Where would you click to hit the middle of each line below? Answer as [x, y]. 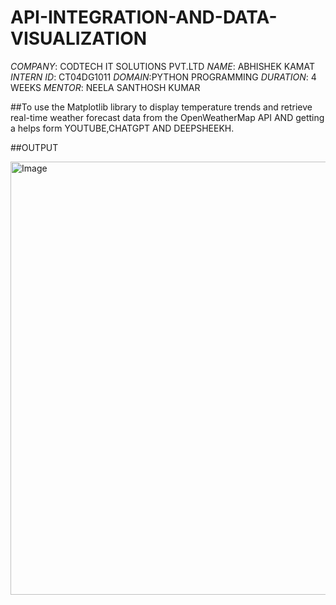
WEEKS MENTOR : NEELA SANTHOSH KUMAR [105, 87]
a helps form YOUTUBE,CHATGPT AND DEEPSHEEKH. [122, 128]
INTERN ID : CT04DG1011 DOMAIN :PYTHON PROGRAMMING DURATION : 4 [163, 77]
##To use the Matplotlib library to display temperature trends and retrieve [161, 107]
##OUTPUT [34, 147]
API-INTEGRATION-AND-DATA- [144, 17]
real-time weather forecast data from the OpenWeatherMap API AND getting [167, 117]
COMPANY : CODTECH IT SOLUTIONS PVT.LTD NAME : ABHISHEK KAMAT [162, 66]
